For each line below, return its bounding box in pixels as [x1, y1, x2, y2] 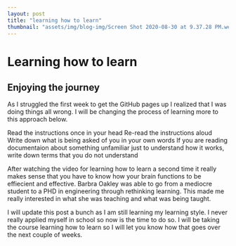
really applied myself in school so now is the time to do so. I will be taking [7, 216, 220, 224]
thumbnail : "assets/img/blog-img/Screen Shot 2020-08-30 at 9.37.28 [7, 23, 212, 30]
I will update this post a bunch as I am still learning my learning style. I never [7, 208, 228, 216]
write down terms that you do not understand [7, 151, 138, 160]
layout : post [7, 10, 46, 18]
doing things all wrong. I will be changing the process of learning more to [7, 108, 219, 116]
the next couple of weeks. [7, 231, 83, 239]
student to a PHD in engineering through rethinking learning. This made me [7, 187, 225, 195]
